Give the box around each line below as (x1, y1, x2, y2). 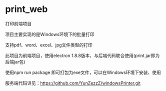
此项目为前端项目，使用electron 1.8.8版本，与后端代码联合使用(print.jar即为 (5, 52, 160, 58)
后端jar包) (5, 58, 25, 64)
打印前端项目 (5, 20, 31, 26)
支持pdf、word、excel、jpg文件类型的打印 (5, 41, 92, 48)
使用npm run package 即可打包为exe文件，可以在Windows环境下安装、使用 (5, 69, 161, 75)
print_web (5, 3, 48, 15)
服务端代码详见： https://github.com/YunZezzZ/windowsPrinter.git (5, 80, 141, 86)
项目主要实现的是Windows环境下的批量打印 (5, 31, 95, 37)
